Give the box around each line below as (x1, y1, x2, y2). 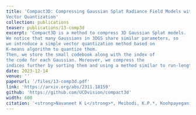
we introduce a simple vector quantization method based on (6, 41, 156, 47)
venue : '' (6, 73, 30, 79)
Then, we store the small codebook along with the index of (6, 52, 156, 57)
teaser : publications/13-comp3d (6, 24, 85, 31)
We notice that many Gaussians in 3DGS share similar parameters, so (6, 35, 179, 41)
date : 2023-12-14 (6, 68, 48, 74)
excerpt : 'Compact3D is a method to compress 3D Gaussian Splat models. (6, 30, 187, 36)
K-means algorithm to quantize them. (6, 46, 98, 52)
